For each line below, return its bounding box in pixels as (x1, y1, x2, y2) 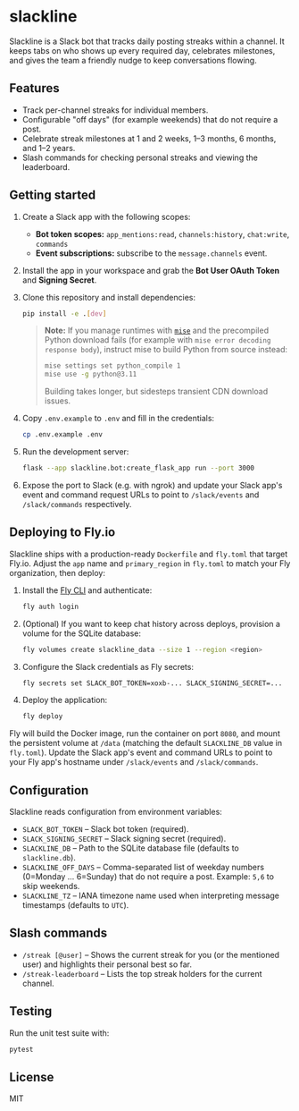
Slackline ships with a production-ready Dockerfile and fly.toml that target (9, 548, 288, 559)
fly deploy (21, 712, 63, 721)
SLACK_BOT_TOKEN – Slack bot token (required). (21, 824, 189, 835)
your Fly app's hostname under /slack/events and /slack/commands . (9, 757, 259, 768)
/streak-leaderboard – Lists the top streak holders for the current (21, 968, 262, 979)
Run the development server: (21, 446, 129, 457)
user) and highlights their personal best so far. (21, 959, 193, 970)
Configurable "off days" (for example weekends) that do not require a (21, 114, 278, 124)
